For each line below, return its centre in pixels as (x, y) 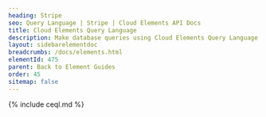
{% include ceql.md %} (47, 104)
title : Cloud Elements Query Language (72, 30)
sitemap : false (33, 81)
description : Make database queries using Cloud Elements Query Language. (135, 38)
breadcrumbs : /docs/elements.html (66, 52)
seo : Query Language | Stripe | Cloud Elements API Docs (105, 23)
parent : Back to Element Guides (62, 67)
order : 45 (25, 74)
